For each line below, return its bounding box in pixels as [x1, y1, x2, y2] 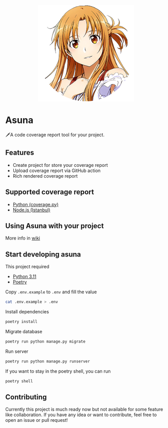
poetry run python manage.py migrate [5, 339, 86, 344]
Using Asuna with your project [5, 221, 104, 230]
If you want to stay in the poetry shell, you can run [5, 368, 111, 374]
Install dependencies [5, 309, 50, 315]
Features [5, 148, 34, 157]
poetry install [5, 319, 38, 325]
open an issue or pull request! [5, 417, 68, 423]
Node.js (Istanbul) [12, 207, 51, 213]
